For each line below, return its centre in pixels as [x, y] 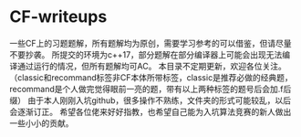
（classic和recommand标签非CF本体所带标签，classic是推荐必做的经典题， [151, 77]
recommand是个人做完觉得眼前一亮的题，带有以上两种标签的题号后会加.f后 [150, 89]
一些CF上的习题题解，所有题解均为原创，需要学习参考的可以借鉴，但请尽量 [150, 43]
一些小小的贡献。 [42, 123]
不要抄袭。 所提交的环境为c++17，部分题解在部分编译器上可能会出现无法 [146, 54]
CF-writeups [58, 17]
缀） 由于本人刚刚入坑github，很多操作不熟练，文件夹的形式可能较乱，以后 [150, 100]
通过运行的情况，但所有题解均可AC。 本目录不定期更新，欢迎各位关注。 [152, 66]
